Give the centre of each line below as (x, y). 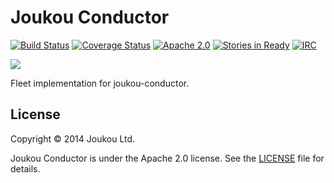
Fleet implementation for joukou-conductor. (100, 83)
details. (25, 168)
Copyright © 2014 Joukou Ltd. (73, 138)
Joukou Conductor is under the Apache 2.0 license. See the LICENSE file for (167, 158)
